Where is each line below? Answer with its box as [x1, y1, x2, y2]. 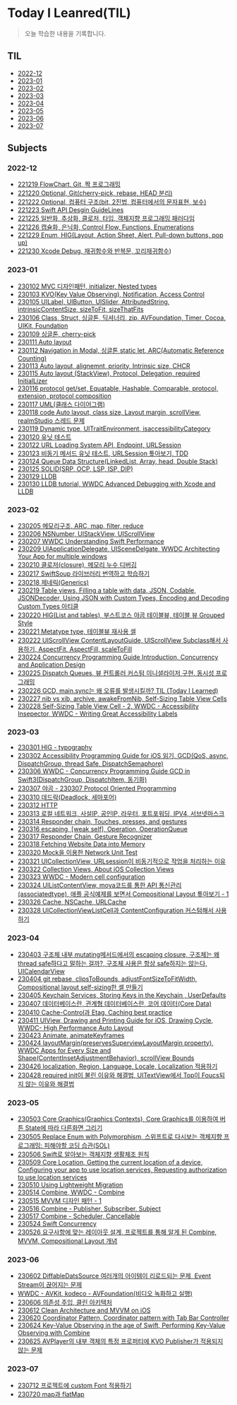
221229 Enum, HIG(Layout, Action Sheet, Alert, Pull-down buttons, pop [17, 231, 224, 240]
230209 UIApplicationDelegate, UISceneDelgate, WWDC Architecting [17, 544, 220, 553]
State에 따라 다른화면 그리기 [25, 1123, 103, 1132]
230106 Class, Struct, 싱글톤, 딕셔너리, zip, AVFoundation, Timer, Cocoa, [17, 313, 226, 322]
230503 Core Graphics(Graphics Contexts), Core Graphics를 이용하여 [17, 1114, 219, 1123]
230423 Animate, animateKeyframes [17, 1031, 125, 1039]
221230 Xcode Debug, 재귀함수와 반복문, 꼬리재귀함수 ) [17, 247, 171, 255]
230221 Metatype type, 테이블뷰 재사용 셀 [17, 627, 136, 636]
